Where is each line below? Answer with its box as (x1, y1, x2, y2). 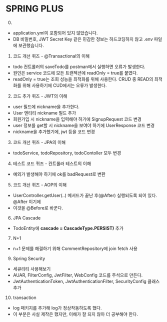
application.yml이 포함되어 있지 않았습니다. (12, 29, 98, 35)
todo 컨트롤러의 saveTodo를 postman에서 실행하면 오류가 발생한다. (12, 63, 145, 69)
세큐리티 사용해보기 (12, 265, 51, 271)
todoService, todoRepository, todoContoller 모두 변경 (12, 149, 121, 155)
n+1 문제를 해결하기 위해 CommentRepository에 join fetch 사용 (12, 245, 138, 251)
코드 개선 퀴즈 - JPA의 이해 (12, 139, 66, 145)
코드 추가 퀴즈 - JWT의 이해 (12, 93, 67, 99)
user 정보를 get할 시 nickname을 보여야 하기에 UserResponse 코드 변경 (12, 122, 155, 128)
